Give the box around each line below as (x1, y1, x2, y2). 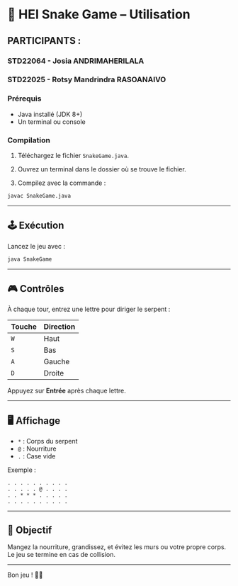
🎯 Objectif (7, 524, 52, 536)
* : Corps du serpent (17, 437, 78, 446)
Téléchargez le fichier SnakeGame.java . (17, 152, 130, 160)
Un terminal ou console (17, 117, 86, 126)
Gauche (43, 357, 70, 367)
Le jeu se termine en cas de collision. (7, 551, 115, 559)
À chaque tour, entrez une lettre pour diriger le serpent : (7, 305, 171, 314)
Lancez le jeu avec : (7, 242, 66, 250)
